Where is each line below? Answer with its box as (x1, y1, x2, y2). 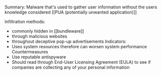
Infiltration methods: (4, 19, 46, 24)
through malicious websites (11, 34, 68, 39)
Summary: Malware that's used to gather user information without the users (4, 4, 158, 10)
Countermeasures (11, 49, 48, 55)
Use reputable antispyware (11, 54, 67, 60)
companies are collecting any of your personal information (11, 64, 130, 70)
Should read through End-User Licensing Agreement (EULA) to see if (11, 59, 151, 65)
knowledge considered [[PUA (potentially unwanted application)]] (4, 9, 137, 15)
